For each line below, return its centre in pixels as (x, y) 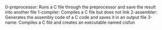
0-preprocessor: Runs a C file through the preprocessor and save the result (81, 7)
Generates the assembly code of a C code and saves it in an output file (76, 17)
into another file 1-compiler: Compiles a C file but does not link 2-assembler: (81, 12)
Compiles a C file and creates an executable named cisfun (77, 22)
